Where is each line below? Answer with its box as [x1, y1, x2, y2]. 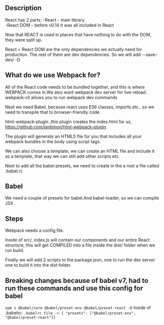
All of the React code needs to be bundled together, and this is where [5, 84, 145, 90]
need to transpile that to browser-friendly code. [5, 109, 101, 115]
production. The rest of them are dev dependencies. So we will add [5, 51, 141, 57]
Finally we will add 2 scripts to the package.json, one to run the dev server [5, 257, 155, 263]
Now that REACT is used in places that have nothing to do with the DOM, [5, 31, 152, 37]
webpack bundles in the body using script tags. [5, 138, 101, 144]
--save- [141, 51, 158, 57]
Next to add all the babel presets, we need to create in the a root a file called [5, 163, 159, 169]
